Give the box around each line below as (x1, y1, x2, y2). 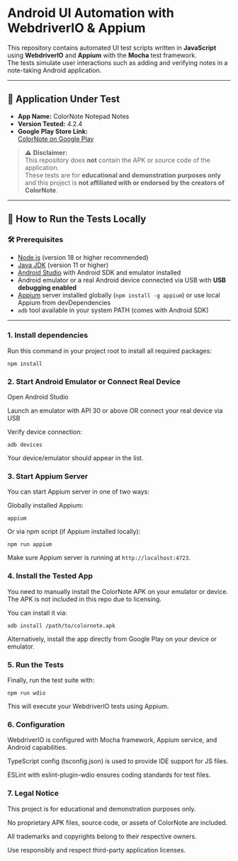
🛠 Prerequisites (7, 235, 64, 245)
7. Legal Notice (7, 788, 59, 798)
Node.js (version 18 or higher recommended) (17, 253, 149, 262)
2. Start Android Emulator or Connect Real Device (7, 377, 181, 387)
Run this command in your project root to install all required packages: (7, 346, 212, 355)
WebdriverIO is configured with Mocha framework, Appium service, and (7, 736, 217, 744)
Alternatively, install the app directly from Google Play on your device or (7, 634, 217, 643)
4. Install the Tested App (7, 571, 93, 581)
